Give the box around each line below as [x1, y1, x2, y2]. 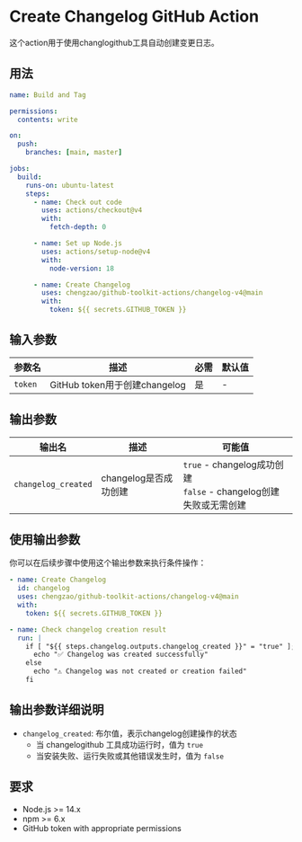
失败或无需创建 [182, 499, 247, 511]
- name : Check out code [32, 198, 123, 207]
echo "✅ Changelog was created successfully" [32, 650, 209, 660]
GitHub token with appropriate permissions [22, 822, 182, 833]
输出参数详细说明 [9, 703, 104, 718]
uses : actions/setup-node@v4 [41, 247, 151, 256]
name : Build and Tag [9, 90, 87, 100]
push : [17, 139, 39, 149]
